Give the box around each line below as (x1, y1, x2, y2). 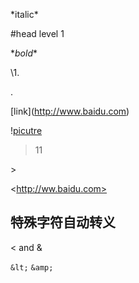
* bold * (10, 47, 38, 59)
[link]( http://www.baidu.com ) (10, 105, 130, 117)
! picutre (10, 125, 43, 136)
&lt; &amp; (10, 262, 54, 273)
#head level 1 (10, 28, 65, 39)
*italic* (10, 9, 39, 20)
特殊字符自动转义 (10, 214, 116, 231)
